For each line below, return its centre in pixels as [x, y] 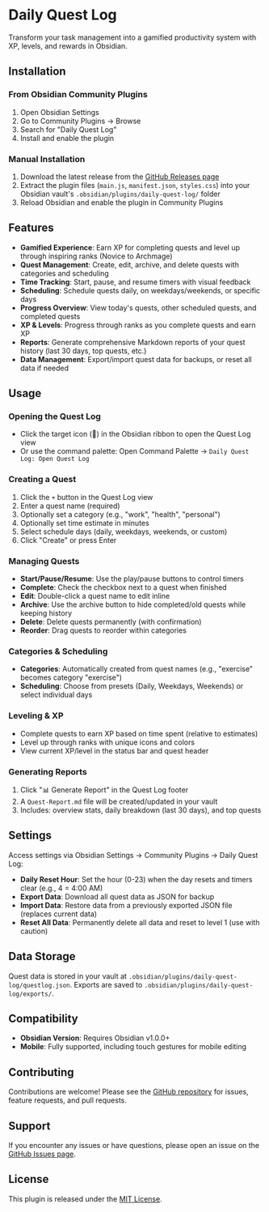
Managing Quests [44, 561]
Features [31, 228]
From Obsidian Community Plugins [78, 95]
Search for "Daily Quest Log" [68, 129]
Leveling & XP [36, 716]
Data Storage [42, 956]
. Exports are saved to [106, 984]
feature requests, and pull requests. [68, 1100]
